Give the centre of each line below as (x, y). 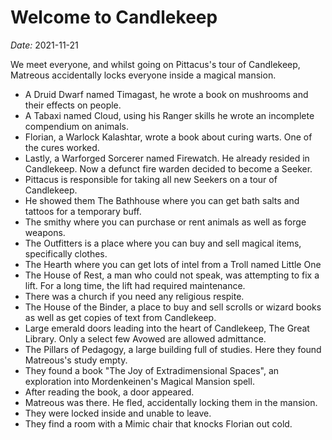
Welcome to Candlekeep (114, 17)
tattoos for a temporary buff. (83, 211)
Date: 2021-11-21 (44, 45)
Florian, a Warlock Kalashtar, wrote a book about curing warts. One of (168, 137)
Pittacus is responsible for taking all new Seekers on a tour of (151, 179)
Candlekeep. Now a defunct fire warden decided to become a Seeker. (168, 168)
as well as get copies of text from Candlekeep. (120, 317)
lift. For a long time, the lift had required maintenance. (135, 285)
